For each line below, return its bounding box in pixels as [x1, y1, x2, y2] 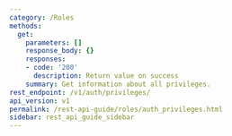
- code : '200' [25, 64, 78, 72]
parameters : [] [25, 38, 83, 47]
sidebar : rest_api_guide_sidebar [9, 113, 135, 122]
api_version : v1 [9, 96, 70, 106]
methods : [9, 21, 42, 30]
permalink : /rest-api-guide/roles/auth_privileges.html [9, 105, 223, 114]
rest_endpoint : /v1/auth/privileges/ [9, 88, 151, 97]
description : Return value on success [32, 72, 179, 81]
